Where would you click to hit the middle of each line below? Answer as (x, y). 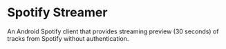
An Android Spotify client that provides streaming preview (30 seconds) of (113, 31)
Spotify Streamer (57, 13)
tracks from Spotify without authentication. (68, 38)
